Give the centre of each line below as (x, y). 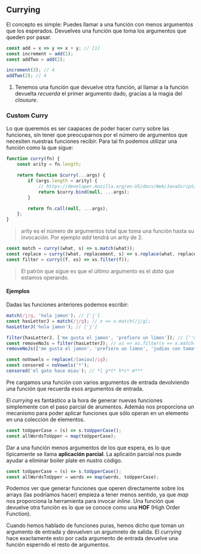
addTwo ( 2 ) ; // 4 (26, 76)
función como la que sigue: (40, 148)
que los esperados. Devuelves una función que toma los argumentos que (96, 31)
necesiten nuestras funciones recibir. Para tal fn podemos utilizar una (92, 141)
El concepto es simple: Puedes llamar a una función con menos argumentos (100, 24)
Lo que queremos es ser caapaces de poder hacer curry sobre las (88, 129)
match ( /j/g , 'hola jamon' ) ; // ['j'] (53, 316)
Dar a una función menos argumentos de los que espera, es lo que (88, 448)
